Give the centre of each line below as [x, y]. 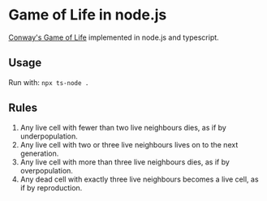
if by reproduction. [51, 187]
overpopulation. [46, 170]
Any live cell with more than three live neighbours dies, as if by [125, 162]
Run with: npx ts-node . [49, 82]
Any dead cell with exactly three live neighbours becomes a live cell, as [139, 179]
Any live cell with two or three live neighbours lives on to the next [129, 144]
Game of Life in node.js [88, 15]
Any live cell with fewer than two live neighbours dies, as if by [123, 127]
